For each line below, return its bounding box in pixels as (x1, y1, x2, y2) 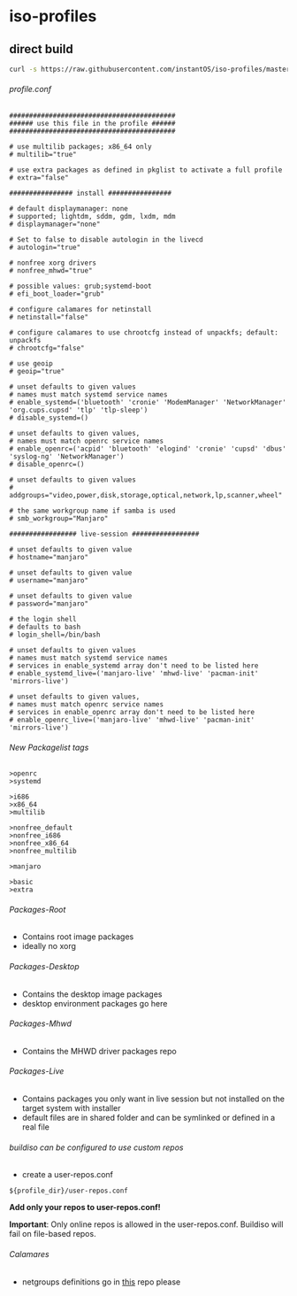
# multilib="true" (9, 150, 77, 159)
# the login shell (9, 615, 77, 624)
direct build (9, 42, 73, 57)
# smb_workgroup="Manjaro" (9, 514, 109, 523)
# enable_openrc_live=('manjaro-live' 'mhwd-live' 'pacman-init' (9, 715, 255, 725)
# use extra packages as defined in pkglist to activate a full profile (9, 166, 283, 174)
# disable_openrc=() (9, 460, 86, 469)
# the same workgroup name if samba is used (9, 506, 176, 515)
